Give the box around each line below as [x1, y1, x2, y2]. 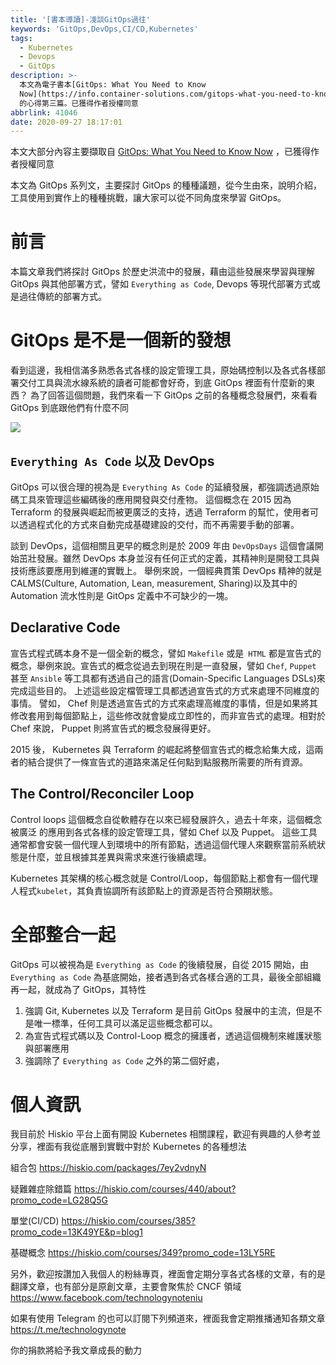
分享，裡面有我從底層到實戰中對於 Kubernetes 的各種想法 [10, 1141, 247, 1153]
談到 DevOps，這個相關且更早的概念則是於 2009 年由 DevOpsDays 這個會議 [10, 539, 315, 551]
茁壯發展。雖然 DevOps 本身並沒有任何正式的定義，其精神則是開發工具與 [18, 552, 320, 564]
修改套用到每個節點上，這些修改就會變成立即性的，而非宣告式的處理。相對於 [10, 709, 326, 721]
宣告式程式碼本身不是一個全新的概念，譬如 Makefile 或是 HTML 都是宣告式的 [10, 647, 322, 659]
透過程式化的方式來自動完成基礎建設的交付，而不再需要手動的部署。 [18, 518, 300, 530]
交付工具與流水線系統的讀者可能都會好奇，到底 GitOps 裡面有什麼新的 [18, 377, 307, 389]
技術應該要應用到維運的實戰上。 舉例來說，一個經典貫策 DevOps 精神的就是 [10, 564, 323, 576]
